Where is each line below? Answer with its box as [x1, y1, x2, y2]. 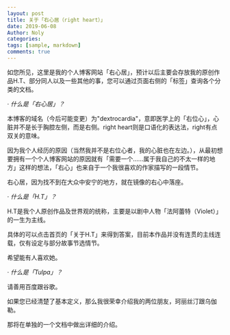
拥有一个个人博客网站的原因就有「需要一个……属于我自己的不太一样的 [12, 154, 210, 163]
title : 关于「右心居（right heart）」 [7, 16, 106, 23]
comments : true [7, 49, 51, 56]
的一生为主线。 [7, 216, 49, 224]
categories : [7, 36, 41, 43]
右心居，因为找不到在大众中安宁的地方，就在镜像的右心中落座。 [7, 178, 187, 186]
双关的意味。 [7, 131, 43, 139]
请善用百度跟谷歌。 [7, 282, 62, 290]
